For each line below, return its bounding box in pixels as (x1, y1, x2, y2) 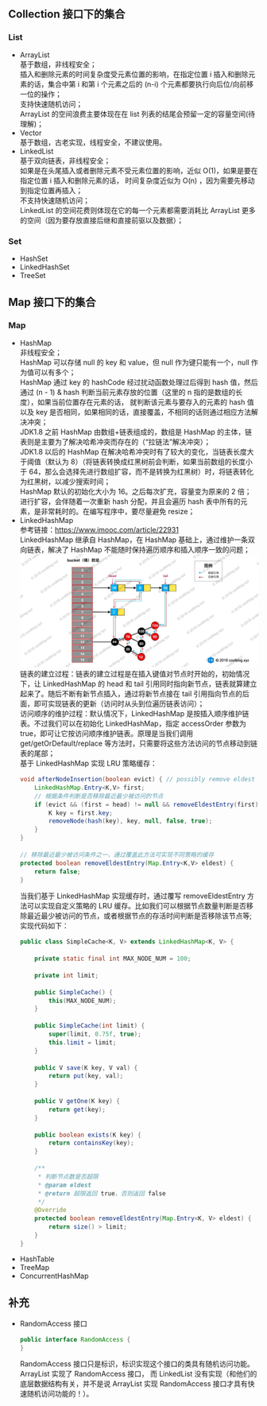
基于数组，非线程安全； (19, 59, 97, 69)
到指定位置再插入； (19, 185, 83, 195)
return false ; (34, 867, 81, 876)
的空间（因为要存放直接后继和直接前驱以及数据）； (19, 215, 184, 225)
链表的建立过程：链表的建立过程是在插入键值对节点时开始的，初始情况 (19, 669, 250, 679)
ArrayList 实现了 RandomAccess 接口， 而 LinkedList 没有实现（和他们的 (19, 1369, 257, 1379)
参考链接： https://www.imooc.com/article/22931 (19, 525, 179, 534)
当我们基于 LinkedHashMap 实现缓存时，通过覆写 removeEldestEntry (19, 891, 246, 901)
